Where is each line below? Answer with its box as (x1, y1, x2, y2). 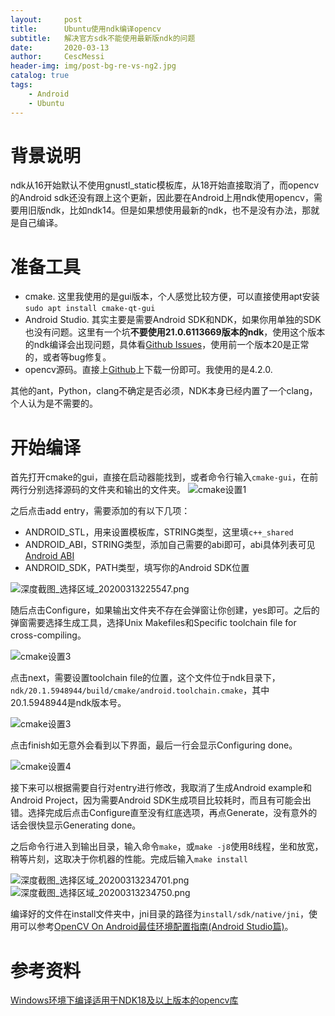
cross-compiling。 (10, 629, 87, 641)
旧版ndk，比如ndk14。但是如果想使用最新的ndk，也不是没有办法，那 (27, 204, 312, 216)
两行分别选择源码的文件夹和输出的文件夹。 (10, 484, 186, 496)
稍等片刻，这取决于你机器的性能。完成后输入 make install (10, 853, 248, 865)
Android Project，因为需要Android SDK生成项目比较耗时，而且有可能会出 (10, 794, 312, 806)
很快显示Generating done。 (27, 819, 142, 831)
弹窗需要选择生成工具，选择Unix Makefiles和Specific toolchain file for (10, 617, 297, 629)
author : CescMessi (10, 52, 105, 62)
